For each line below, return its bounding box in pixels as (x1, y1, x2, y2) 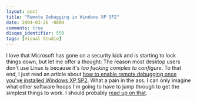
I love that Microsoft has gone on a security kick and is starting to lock (6, 52, 176, 59)
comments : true (6, 25, 44, 31)
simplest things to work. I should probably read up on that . (6, 89, 148, 96)
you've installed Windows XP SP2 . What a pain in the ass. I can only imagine (6, 77, 191, 84)
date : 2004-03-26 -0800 (6, 19, 65, 25)
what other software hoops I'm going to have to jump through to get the (6, 83, 179, 90)
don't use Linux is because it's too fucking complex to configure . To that (6, 64, 182, 71)
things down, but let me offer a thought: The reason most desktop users (6, 58, 181, 65)
